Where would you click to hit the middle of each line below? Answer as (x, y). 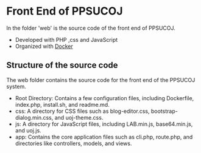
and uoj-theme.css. (79, 117)
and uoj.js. (28, 130)
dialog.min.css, (34, 117)
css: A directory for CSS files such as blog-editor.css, (83, 111)
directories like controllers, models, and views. (73, 143)
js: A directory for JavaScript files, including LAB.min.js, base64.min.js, (104, 124)
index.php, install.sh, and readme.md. (62, 104)
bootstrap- (164, 111)
